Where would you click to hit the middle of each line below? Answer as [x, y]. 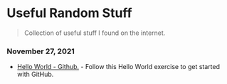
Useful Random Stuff [69, 13]
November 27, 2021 [41, 51]
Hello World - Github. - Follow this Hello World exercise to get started [118, 67]
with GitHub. [35, 74]
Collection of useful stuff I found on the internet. [95, 33]
